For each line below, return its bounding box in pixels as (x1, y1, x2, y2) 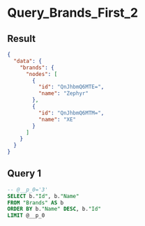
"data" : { (13, 57, 42, 64)
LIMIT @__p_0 (7, 212, 45, 219)
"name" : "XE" (38, 116, 77, 123)
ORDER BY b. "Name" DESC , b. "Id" (7, 206, 101, 213)
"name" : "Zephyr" (38, 90, 89, 97)
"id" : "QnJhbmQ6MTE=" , (38, 84, 105, 91)
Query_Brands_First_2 (7, 5, 138, 21)
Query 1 (7, 167, 42, 179)
